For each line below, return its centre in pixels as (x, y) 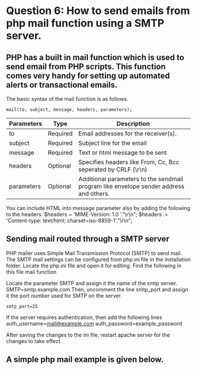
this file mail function (31, 271)
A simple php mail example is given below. (85, 360)
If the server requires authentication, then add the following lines (84, 317)
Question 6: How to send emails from (98, 11)
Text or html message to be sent (123, 152)
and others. (94, 194)
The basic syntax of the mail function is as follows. (67, 99)
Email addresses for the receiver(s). (128, 133)
